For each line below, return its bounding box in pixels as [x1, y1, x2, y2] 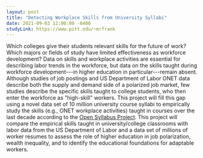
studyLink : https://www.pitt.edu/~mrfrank [6, 26, 115, 32]
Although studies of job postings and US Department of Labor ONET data [6, 75, 190, 82]
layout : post [6, 9, 40, 15]
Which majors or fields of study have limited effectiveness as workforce [6, 49, 187, 57]
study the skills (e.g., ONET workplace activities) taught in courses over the [6, 107, 195, 114]
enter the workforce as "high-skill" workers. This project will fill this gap [6, 94, 186, 101]
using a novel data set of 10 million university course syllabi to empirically [6, 101, 190, 108]
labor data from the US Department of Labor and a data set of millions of [6, 126, 188, 134]
